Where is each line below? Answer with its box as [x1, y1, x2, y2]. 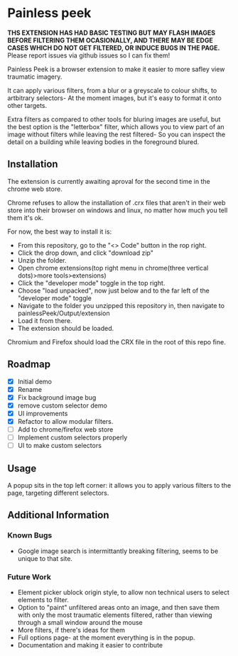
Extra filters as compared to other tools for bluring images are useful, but [7, 115, 221, 124]
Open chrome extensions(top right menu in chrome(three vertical [17, 263, 209, 272]
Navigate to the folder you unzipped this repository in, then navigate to [17, 301, 225, 310]
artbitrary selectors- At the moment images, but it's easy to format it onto [7, 94, 222, 102]
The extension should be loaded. [17, 324, 114, 332]
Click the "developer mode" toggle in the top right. [17, 278, 166, 287]
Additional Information [7, 509, 109, 521]
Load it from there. [17, 316, 72, 324]
